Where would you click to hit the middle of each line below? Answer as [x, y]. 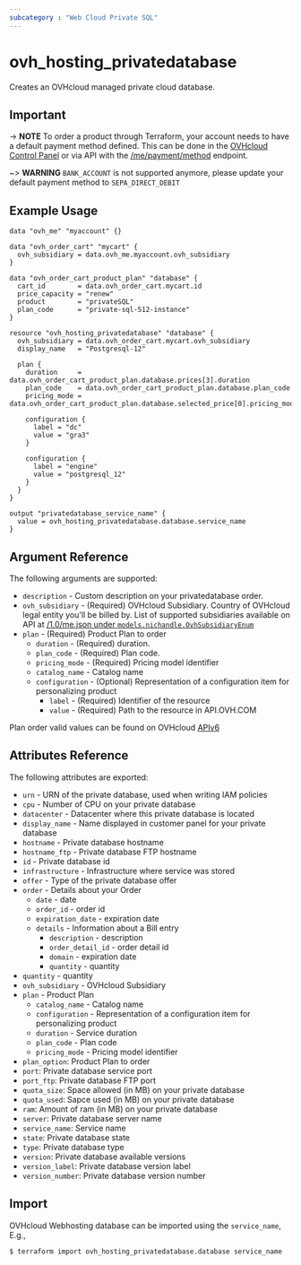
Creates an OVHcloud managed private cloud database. [112, 87]
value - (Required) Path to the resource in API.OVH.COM [153, 710]
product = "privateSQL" [76, 302]
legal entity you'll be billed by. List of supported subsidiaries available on [156, 615]
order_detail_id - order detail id [109, 947]
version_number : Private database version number [114, 1175]
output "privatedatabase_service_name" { [88, 514]
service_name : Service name [74, 1128]
